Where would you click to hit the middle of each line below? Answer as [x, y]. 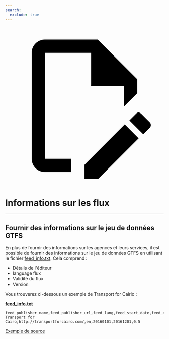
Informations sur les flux [57, 203]
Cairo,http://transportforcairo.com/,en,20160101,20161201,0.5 [73, 322]
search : [13, 10]
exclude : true [24, 15]
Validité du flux [28, 279]
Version [20, 284]
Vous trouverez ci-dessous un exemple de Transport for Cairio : [71, 294]
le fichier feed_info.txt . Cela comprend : [46, 258]
